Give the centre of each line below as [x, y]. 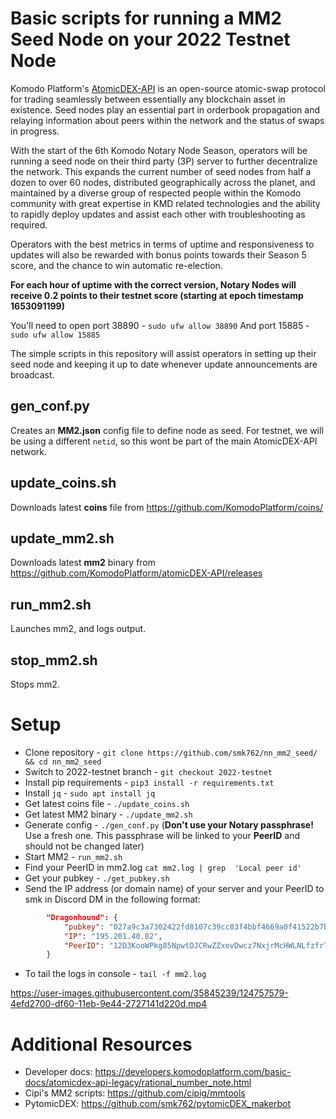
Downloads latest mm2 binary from [83, 563]
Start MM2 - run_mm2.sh [73, 856]
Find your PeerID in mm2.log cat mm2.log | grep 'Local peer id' [163, 867]
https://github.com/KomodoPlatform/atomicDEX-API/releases [136, 573]
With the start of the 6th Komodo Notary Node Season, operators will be [159, 150]
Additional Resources [101, 1044]
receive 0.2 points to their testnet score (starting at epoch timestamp [157, 295]
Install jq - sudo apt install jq [90, 793]
